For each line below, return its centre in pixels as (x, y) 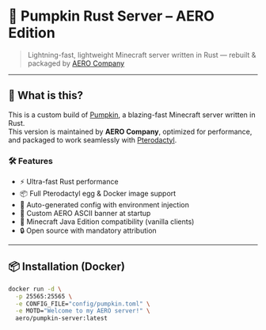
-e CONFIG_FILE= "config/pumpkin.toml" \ (83, 304)
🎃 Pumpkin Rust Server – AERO (112, 16)
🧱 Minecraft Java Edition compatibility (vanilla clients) (107, 222)
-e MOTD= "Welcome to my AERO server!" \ (83, 311)
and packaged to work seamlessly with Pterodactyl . (93, 140)
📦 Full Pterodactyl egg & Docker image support (98, 194)
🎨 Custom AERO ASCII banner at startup (85, 214)
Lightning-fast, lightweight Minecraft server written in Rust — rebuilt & (142, 55)
